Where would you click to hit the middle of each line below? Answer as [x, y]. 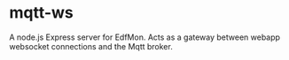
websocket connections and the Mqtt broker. [91, 46]
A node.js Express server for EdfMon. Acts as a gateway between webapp [145, 37]
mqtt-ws [41, 13]
